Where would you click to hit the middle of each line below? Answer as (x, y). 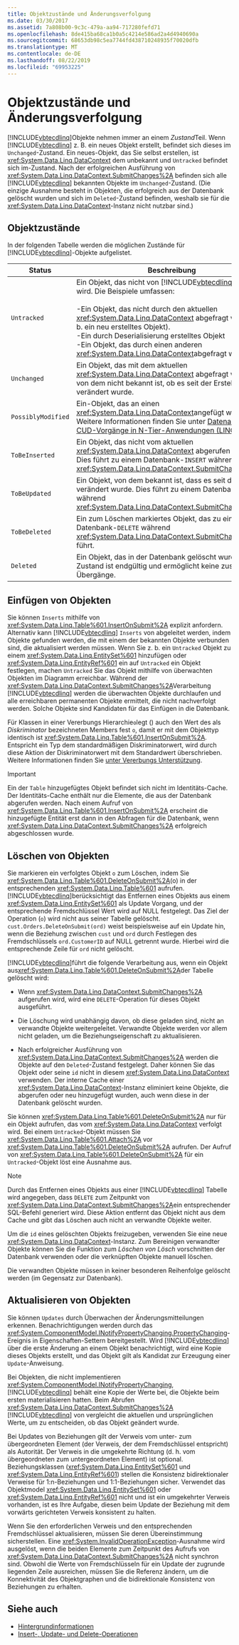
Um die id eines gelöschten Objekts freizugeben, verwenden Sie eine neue (117, 1234)
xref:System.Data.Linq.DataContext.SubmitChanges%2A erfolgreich (107, 826)
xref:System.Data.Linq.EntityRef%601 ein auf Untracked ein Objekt (104, 663)
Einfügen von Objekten (59, 600)
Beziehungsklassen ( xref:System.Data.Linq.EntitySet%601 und (99, 1467)
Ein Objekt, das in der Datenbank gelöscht (146, 557)
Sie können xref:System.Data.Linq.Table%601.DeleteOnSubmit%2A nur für (117, 1117)
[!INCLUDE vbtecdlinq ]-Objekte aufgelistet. (70, 253)
